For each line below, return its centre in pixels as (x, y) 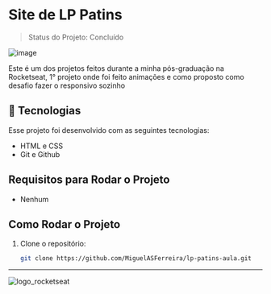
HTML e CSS (42, 146)
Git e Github (40, 154)
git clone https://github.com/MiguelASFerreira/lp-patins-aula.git (135, 259)
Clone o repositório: (53, 244)
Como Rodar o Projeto (65, 224)
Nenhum (34, 199)
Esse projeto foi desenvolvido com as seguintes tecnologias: (109, 130)
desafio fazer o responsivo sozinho (67, 85)
